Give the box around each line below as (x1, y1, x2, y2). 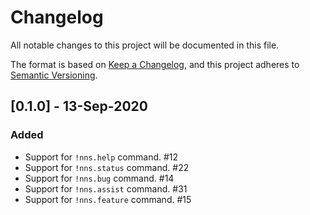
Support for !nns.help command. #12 (24, 151, 179, 163)
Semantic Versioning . (10, 69, 98, 81)
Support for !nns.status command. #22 (24, 161, 190, 173)
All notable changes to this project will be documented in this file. (10, 39, 280, 51)
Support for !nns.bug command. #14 (24, 172, 175, 184)
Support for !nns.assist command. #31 (24, 182, 188, 195)
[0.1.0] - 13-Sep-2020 (10, 98, 148, 115)
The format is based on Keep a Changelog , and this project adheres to (10, 58, 300, 70)
